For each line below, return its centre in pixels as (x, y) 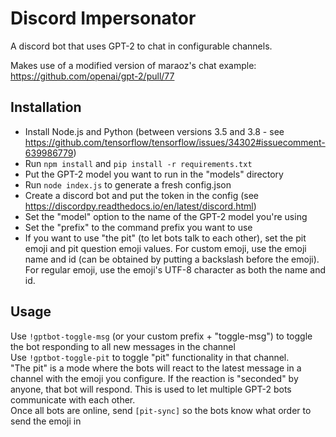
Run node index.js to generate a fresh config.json (128, 184)
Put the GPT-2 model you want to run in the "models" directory (154, 174)
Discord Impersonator (103, 18)
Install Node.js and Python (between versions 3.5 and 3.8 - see (154, 131)
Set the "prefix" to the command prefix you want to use (138, 227)
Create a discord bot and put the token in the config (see (142, 195)
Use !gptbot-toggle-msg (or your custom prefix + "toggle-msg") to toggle (161, 336)
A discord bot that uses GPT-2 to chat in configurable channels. (141, 46)
